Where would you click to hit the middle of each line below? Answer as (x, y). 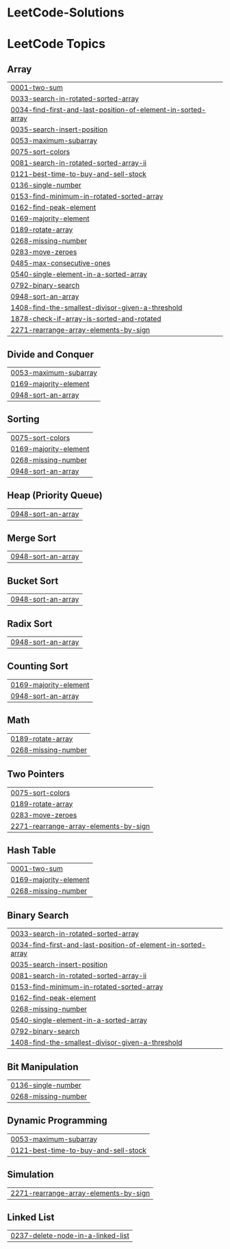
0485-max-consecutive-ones (61, 263)
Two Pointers (36, 775)
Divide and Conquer (51, 354)
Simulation (30, 1175)
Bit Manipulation (43, 1067)
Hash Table (31, 850)
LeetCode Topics (56, 44)
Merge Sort (32, 538)
